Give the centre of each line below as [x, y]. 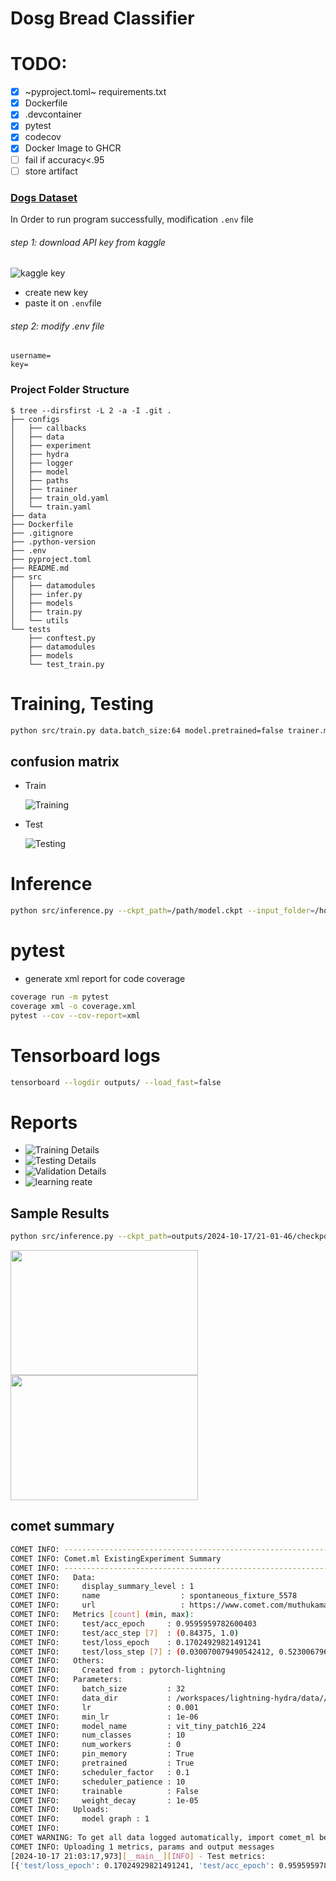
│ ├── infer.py [46, 594]
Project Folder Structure [70, 390]
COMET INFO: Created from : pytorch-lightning [118, 1670]
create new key [56, 293]
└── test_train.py [66, 664]
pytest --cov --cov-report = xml [75, 1015]
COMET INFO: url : [98, 1605]
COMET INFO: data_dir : [91, 1698]
